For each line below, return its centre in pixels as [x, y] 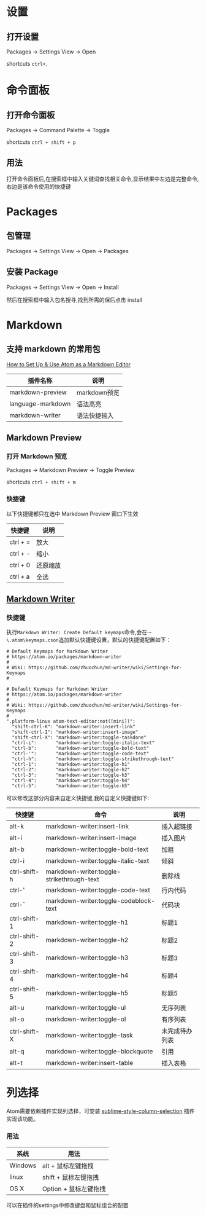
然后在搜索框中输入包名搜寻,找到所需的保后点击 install [74, 300]
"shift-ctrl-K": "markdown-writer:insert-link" [74, 727]
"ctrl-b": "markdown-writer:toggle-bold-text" [81, 749]
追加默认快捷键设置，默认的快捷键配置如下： [115, 640]
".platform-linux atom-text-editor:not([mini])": [71, 722]
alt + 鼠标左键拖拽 [68, 1166]
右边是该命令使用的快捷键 [39, 186]
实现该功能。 [22, 1119]
